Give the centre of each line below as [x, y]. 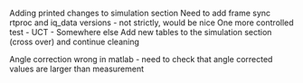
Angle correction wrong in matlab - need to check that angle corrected [141, 59]
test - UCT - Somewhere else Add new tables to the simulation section [141, 32]
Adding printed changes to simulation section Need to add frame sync [140, 13]
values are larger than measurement [77, 69]
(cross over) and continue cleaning [75, 41]
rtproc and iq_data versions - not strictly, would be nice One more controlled [151, 23]
